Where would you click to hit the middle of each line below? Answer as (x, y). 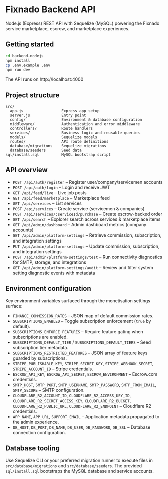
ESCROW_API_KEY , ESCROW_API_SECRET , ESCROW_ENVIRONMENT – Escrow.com (85, 374)
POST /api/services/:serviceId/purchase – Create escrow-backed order (88, 214)
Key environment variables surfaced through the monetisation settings (78, 300)
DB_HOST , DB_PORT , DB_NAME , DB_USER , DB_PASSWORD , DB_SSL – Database (81, 427)
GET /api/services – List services (47, 203)
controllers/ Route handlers (51, 129)
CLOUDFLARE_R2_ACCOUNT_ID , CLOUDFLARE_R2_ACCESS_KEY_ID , (72, 395)
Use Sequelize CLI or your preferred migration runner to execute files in (79, 460)
